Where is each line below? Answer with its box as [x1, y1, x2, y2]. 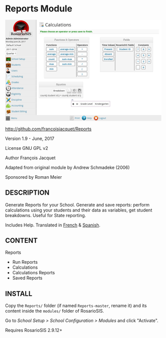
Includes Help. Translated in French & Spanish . [5, 222, 101, 228]
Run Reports [12, 259, 38, 265]
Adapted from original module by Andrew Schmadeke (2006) [5, 164, 130, 170]
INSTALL [5, 289, 33, 298]
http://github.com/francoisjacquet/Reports [5, 125, 92, 132]
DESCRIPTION [5, 189, 50, 197]
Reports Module [5, 3, 73, 14]
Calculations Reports [12, 270, 55, 276]
